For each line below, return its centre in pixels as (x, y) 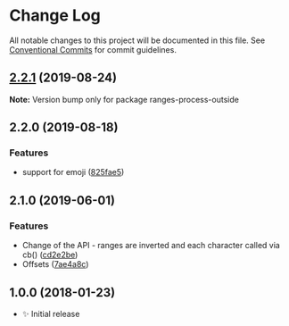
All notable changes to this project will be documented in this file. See (137, 40)
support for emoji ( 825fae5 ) (73, 172)
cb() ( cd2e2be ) (50, 255)
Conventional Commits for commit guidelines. (93, 49)
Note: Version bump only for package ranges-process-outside (124, 99)
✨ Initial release (51, 313)
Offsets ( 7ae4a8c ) (55, 264)
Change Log (55, 16)
